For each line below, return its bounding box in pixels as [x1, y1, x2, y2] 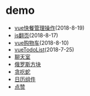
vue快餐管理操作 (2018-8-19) [14, 24, 85, 31]
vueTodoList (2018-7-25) [14, 46, 74, 53]
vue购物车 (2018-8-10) [14, 39, 70, 46]
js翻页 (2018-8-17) [14, 31, 58, 39]
